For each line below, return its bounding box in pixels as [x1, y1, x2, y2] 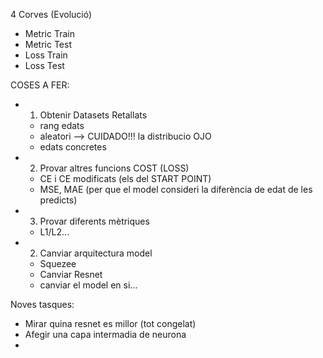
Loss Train [24, 49, 68, 61]
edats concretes [39, 141, 107, 153]
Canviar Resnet [39, 269, 103, 280]
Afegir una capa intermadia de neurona [24, 329, 187, 340]
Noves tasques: [10, 299, 75, 310]
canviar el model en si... [39, 279, 138, 291]
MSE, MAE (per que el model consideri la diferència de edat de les [39, 184, 313, 195]
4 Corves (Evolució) [10, 9, 93, 20]
